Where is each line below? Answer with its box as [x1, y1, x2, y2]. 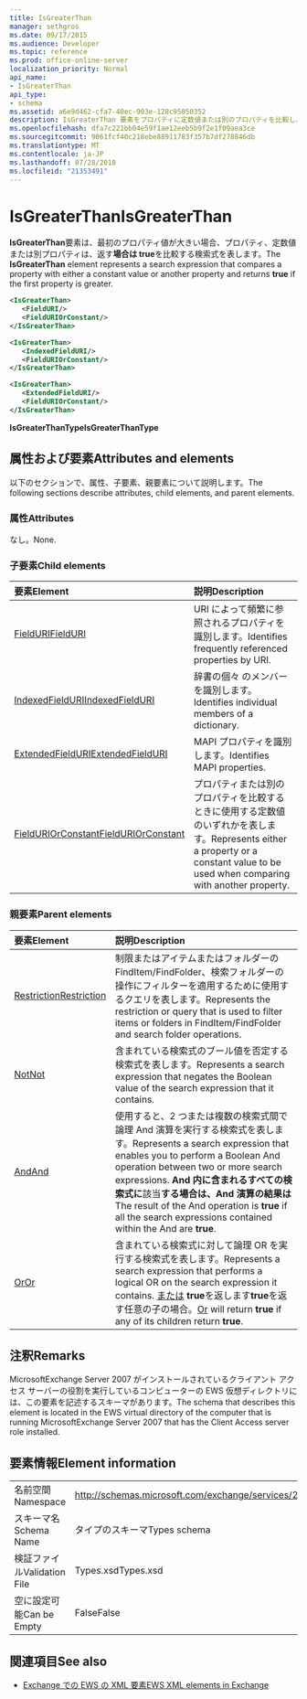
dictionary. [193, 719, 240, 732]
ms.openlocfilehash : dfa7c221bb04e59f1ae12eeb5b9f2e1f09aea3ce [9, 124, 256, 134]
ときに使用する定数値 [193, 806, 286, 818]
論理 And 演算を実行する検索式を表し [114, 1123, 275, 1136]
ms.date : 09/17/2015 [9, 30, 89, 39]
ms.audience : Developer [9, 38, 101, 48]
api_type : [9, 90, 48, 99]
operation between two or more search [114, 1160, 283, 1173]
